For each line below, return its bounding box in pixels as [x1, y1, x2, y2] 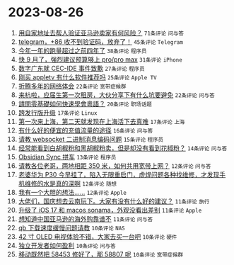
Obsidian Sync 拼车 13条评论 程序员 [18, 152, 117, 161]
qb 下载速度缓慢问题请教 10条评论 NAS [18, 223, 126, 232]
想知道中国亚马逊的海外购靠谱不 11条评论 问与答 [18, 214, 153, 223]
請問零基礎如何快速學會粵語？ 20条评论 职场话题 [18, 99, 153, 108]
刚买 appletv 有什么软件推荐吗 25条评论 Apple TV [18, 72, 158, 81]
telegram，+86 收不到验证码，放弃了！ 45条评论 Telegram [18, 37, 183, 46]
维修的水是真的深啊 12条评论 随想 [24, 179, 117, 188]
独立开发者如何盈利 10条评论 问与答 [18, 241, 116, 249]
